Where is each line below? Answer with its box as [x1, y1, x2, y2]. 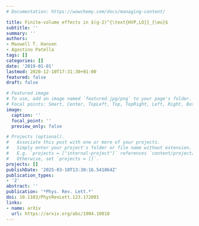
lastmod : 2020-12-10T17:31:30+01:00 [6, 68, 97, 74]
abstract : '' [6, 184, 38, 189]
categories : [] [6, 57, 44, 64]
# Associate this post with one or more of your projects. [6, 139, 161, 145]
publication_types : [6, 172, 54, 178]
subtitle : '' [6, 25, 38, 31]
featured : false [6, 74, 46, 80]
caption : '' [11, 112, 41, 118]
